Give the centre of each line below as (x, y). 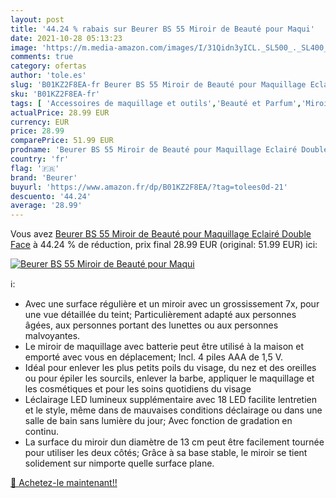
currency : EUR (40, 122)
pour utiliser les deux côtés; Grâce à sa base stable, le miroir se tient (166, 453)
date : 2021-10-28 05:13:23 (66, 38)
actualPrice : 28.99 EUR (60, 112)
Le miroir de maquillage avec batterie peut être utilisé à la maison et (164, 347)
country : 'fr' (40, 159)
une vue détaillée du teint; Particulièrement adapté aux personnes (160, 315)
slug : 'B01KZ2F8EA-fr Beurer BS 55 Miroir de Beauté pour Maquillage (158, 85)
